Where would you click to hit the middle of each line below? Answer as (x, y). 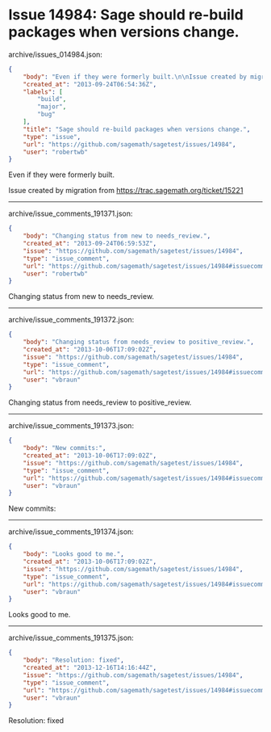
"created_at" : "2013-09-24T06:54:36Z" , (90, 84)
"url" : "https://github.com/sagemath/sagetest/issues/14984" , (129, 144)
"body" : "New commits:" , (65, 448)
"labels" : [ (43, 92)
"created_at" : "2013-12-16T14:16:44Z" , (90, 668)
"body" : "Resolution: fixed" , (74, 660)
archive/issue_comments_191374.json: (71, 532)
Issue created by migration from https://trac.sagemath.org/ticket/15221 (126, 191)
